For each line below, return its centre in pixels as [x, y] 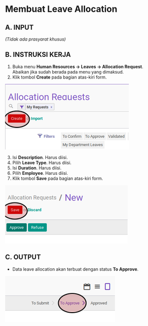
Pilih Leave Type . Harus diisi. [42, 163]
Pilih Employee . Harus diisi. [40, 173]
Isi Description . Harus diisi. [40, 157]
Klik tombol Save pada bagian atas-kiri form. [58, 178]
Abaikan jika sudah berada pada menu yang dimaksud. [68, 72]
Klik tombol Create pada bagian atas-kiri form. [59, 77]
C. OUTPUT [23, 257]
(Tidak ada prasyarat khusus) [36, 39]
